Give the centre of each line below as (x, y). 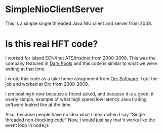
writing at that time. (26, 69)
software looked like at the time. (38, 105)
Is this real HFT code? (52, 44)
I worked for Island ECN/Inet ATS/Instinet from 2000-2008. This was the (80, 58)
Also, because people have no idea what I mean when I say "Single (75, 114)
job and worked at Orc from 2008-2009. (47, 84)
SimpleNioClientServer (54, 9)
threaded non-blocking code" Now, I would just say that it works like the (80, 120)
